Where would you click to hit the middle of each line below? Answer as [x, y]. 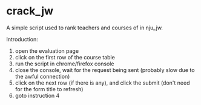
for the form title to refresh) [49, 89]
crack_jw [30, 11]
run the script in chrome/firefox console [64, 64]
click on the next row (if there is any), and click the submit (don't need [102, 83]
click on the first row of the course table [65, 57]
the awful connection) [42, 76]
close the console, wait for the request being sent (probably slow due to [105, 70]
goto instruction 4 [37, 95]
